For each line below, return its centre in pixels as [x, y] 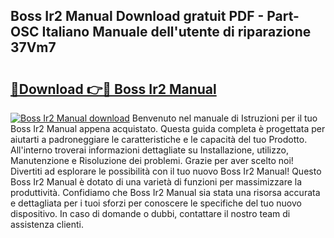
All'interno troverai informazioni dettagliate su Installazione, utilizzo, [149, 150]
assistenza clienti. [47, 224]
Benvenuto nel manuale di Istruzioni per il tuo [224, 118]
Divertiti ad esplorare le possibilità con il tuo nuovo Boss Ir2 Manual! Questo [166, 171]
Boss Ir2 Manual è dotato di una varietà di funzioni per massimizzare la [156, 182]
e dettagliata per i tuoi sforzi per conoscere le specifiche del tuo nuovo [156, 203]
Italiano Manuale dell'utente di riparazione [176, 32]
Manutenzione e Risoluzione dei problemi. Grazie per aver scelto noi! [152, 160]
